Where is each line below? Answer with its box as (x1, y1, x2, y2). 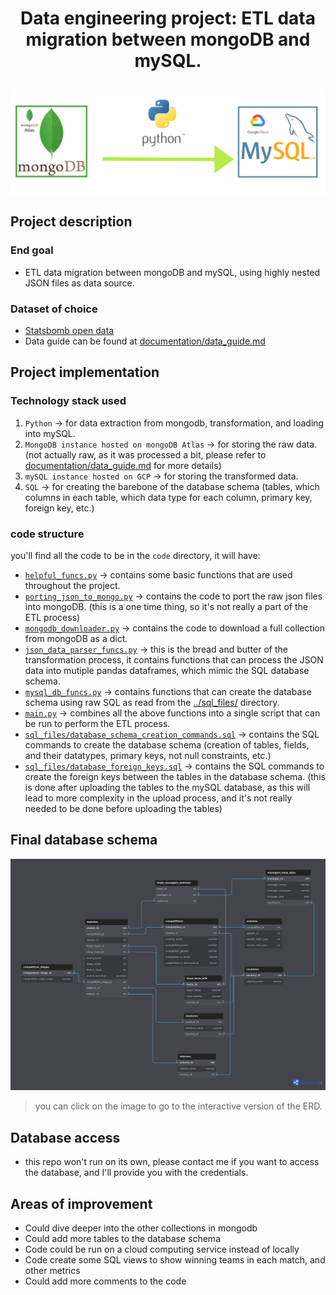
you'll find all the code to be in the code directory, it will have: (10, 549, 261, 561)
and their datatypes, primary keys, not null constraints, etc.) (24, 749, 272, 761)
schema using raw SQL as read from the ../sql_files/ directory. (24, 696, 280, 708)
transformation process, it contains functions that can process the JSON (24, 653, 324, 666)
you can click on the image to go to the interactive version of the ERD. (34, 1100, 323, 1112)
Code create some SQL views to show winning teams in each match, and (24, 1254, 326, 1266)
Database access (10, 1129, 121, 1146)
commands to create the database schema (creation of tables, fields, (24, 738, 310, 751)
